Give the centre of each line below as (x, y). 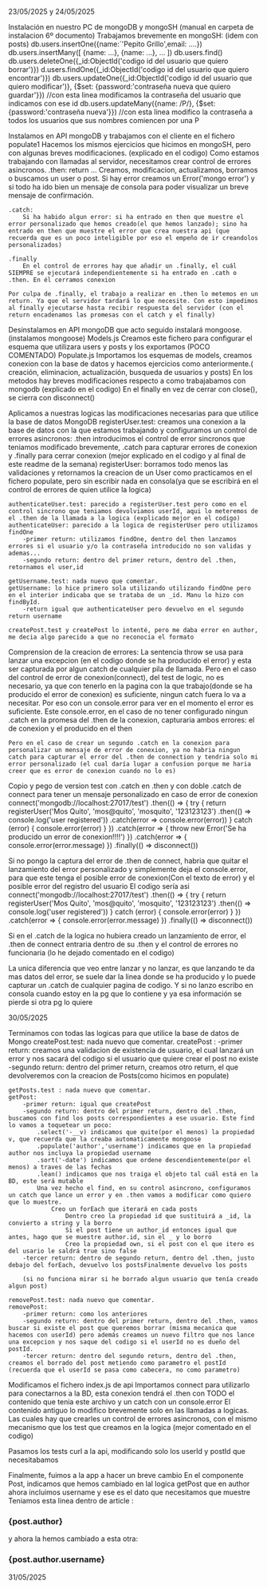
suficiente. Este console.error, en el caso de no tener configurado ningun (128, 711)
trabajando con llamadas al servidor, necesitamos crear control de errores (130, 161)
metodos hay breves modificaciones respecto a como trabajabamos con (127, 380)
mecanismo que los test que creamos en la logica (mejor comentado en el (130, 1427)
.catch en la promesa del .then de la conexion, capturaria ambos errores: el (132, 720)
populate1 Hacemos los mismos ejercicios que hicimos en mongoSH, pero (130, 144)
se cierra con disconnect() (52, 398)
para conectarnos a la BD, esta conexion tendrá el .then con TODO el (122, 1393)
